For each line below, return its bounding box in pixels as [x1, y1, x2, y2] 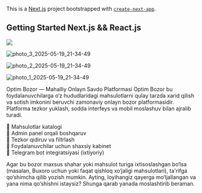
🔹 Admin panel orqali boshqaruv [6, 129, 87, 137]
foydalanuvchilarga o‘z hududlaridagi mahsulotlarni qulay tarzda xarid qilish [6, 92, 195, 99]
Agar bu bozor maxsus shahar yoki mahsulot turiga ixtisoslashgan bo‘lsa [6, 160, 187, 168]
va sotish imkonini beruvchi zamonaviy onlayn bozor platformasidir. [6, 98, 175, 106]
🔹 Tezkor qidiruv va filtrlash [6, 136, 75, 143]
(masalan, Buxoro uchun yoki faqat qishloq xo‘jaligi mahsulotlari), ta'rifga [6, 167, 187, 174]
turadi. [6, 111, 22, 118]
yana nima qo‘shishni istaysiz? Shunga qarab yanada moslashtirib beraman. [6, 180, 195, 187]
